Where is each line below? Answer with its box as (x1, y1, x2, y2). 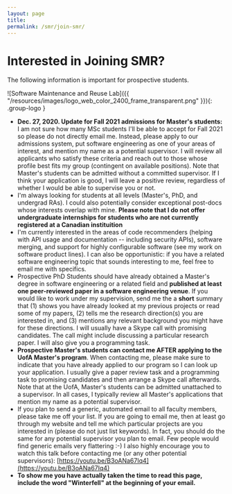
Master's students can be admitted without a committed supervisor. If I (17, 169, 220, 178)
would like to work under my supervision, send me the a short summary (17, 294, 223, 303)
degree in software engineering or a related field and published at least (17, 280, 222, 288)
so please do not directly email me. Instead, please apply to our (17, 133, 199, 141)
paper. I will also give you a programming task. (17, 339, 150, 347)
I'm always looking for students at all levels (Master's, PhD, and (17, 191, 198, 200)
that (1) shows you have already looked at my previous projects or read (17, 302, 220, 310)
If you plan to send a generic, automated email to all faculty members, (17, 405, 217, 414)
